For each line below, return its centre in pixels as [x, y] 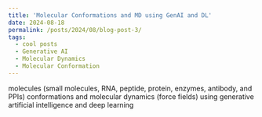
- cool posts [36, 44]
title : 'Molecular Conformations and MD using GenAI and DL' [110, 15]
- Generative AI [42, 51]
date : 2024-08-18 [36, 23]
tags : [17, 37]
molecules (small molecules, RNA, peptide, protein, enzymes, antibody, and [130, 88]
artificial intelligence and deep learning [71, 105]
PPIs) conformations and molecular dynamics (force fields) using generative [131, 96]
